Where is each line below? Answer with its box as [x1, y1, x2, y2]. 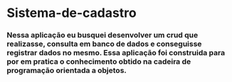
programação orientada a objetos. [6, 66, 127, 76]
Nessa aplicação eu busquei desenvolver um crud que [6, 30, 199, 40]
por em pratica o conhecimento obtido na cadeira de [6, 57, 191, 66]
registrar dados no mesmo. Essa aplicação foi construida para [6, 48, 226, 58]
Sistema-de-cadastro [6, 5, 137, 21]
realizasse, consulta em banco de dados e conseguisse [6, 39, 202, 49]
